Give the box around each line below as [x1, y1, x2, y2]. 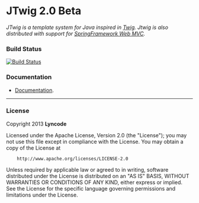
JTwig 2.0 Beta [6, 4, 82, 18]
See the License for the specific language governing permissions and [6, 185, 176, 192]
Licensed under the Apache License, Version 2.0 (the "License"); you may [6, 131, 187, 138]
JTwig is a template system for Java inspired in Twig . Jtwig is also [6, 24, 169, 31]
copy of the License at [6, 144, 61, 152]
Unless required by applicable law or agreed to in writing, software [6, 166, 169, 173]
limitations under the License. [6, 191, 78, 198]
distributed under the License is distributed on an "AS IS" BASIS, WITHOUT [6, 172, 190, 179]
